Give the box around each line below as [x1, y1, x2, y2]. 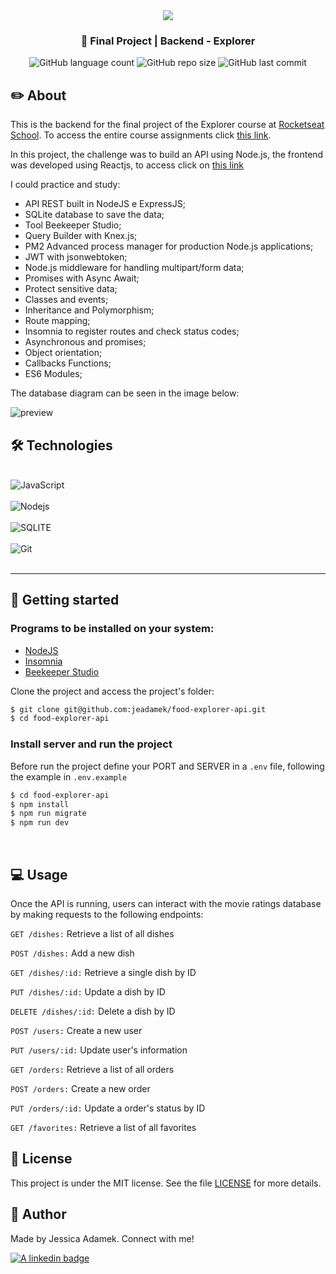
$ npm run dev [10, 818, 70, 828]
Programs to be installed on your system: [10, 622, 215, 636]
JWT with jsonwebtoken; [24, 251, 128, 263]
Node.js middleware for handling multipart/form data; [24, 262, 245, 274]
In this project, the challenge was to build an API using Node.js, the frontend [10, 149, 324, 161]
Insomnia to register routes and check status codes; [24, 325, 240, 338]
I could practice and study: [10, 179, 121, 191]
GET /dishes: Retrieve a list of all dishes [10, 927, 175, 939]
